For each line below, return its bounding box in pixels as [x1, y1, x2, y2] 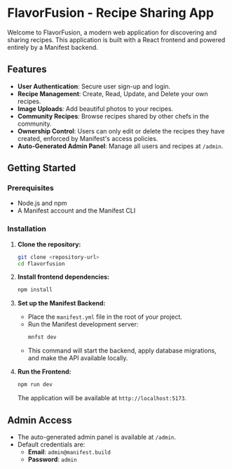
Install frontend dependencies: [17, 272, 110, 282]
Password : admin [27, 455, 77, 463]
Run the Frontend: [17, 367, 71, 376]
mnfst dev [27, 333, 57, 341]
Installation [7, 224, 47, 234]
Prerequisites [7, 183, 54, 193]
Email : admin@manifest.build [27, 447, 111, 456]
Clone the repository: [17, 240, 81, 249]
